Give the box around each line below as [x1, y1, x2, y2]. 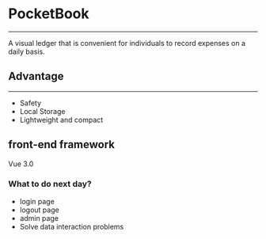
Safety [19, 98, 42, 108]
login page [19, 196, 55, 206]
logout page [19, 205, 59, 214]
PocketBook [8, 5, 89, 23]
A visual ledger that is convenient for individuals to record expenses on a [8, 38, 246, 47]
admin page [19, 213, 59, 222]
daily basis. [8, 47, 45, 56]
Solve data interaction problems [19, 222, 124, 231]
